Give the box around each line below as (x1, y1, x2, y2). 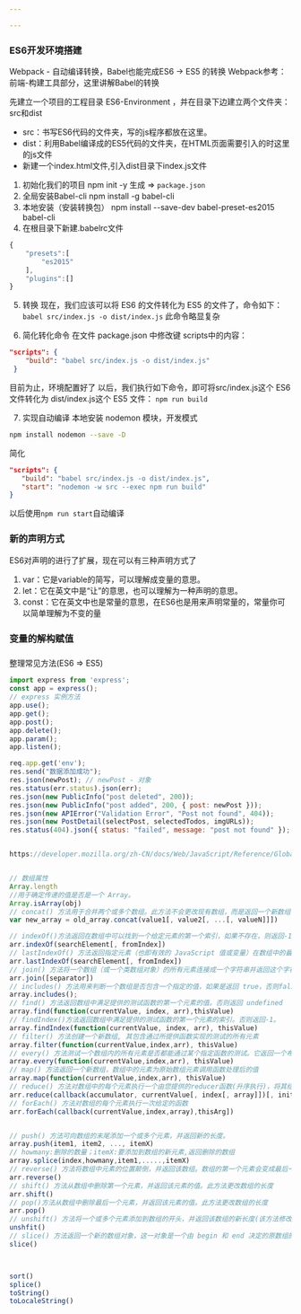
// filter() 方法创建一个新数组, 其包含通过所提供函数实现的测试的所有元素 (9, 1032, 260, 1041)
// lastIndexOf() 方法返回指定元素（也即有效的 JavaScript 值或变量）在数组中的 (9, 948, 286, 957)
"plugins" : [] (25, 274, 74, 283)
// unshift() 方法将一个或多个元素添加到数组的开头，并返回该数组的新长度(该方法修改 (9, 1214, 293, 1224)
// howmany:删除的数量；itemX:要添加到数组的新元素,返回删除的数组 (9, 1148, 236, 1157)
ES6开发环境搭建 (9, 44, 82, 57)
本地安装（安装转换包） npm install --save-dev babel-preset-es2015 (21, 202, 275, 213)
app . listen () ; (9, 743, 63, 752)
